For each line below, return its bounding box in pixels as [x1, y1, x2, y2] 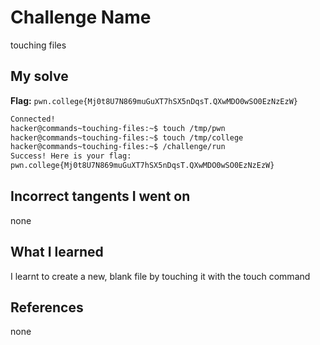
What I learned [10, 244, 104, 261]
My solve [10, 68, 69, 85]
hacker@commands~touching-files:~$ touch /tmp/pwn [10, 123, 226, 133]
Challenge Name [10, 6, 152, 29]
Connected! [10, 114, 56, 124]
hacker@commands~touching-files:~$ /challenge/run [10, 142, 226, 152]
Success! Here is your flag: [10, 151, 132, 161]
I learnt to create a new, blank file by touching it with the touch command [10, 270, 311, 282]
